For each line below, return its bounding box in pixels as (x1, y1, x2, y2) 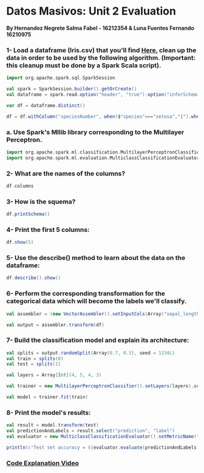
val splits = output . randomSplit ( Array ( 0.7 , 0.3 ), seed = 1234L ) (6, 350, 175, 356)
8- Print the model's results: (6, 408, 91, 417)
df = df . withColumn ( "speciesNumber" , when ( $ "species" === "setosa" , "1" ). (6, 114, 191, 120)
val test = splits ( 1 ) (6, 361, 61, 367)
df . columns (6, 183, 34, 189)
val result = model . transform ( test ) (6, 422, 99, 429)
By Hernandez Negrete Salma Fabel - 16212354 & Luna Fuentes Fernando (6, 24, 194, 32)
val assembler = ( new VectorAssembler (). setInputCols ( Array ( (6, 311, 165, 317)
